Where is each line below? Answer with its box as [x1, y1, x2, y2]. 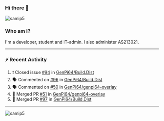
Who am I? [5, 28, 31, 35]
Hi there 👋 [5, 4, 29, 11]
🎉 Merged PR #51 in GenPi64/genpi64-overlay [12, 91, 105, 97]
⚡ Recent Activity [5, 56, 47, 63]
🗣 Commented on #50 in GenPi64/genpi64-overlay [12, 84, 117, 90]
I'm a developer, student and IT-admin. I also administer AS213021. [5, 39, 139, 45]
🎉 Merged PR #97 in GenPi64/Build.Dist [12, 96, 92, 102]
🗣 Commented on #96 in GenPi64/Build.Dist [12, 76, 102, 82]
